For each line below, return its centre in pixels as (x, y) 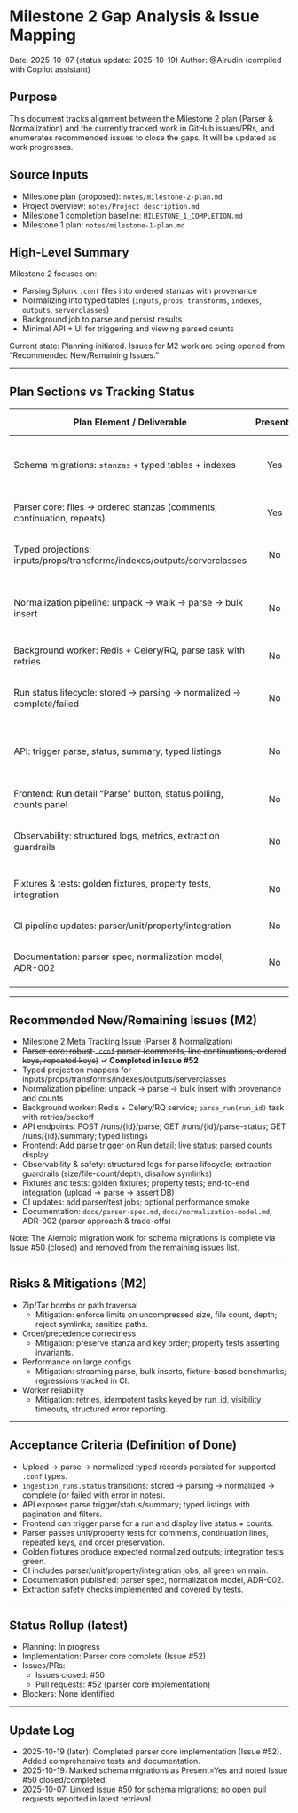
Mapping (43, 35)
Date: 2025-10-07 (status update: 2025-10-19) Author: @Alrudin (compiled (145, 60)
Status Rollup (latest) (69, 1626)
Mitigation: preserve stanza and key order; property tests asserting (157, 1342)
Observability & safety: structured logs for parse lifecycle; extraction (147, 1164)
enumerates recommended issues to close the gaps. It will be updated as (143, 137)
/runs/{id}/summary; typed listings (85, 1136)
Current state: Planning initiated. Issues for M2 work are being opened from (147, 346)
